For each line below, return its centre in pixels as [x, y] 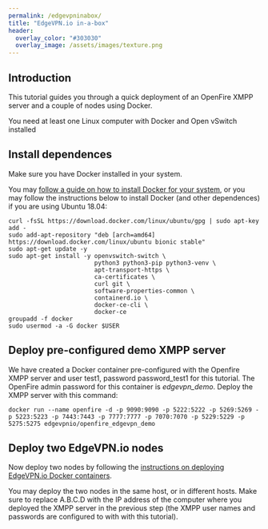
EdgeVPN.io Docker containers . [60, 475]
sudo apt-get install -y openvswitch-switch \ [87, 256]
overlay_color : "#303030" [59, 38]
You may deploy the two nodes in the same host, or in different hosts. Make [133, 491]
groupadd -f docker [41, 319]
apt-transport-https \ [132, 270]
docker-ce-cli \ [121, 304]
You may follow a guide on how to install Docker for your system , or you [127, 189]
